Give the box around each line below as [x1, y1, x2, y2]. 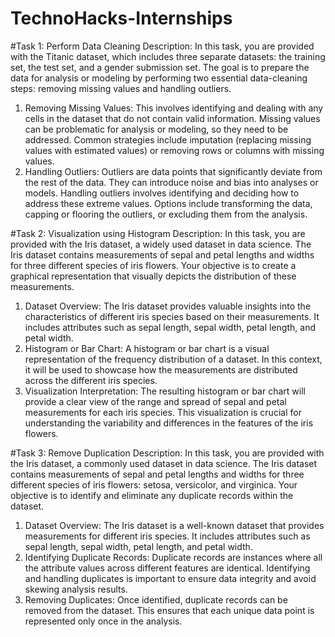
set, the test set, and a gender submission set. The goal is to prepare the [10, 61, 310, 73]
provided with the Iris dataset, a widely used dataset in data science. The [10, 238, 312, 250]
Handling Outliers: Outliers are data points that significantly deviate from [24, 165, 323, 177]
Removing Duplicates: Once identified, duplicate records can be [24, 593, 288, 606]
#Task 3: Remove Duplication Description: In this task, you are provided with [10, 447, 325, 459]
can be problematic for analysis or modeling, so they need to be [24, 123, 289, 135]
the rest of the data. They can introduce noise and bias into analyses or [24, 176, 319, 188]
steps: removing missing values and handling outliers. [10, 82, 232, 94]
